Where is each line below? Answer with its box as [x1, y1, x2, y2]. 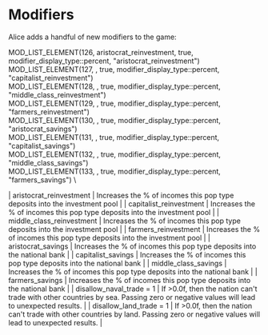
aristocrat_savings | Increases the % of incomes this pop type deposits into [8, 241, 257, 251]
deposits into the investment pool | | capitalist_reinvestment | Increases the [8, 198, 256, 209]
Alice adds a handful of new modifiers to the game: [8, 32, 178, 42]
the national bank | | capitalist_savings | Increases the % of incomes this [8, 249, 246, 259]
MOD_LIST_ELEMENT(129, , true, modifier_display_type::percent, [8, 98, 222, 108]
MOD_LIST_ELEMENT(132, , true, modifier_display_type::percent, [8, 150, 222, 159]
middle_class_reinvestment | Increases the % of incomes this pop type [8, 216, 242, 225]
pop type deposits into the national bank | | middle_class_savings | [8, 258, 227, 268]
